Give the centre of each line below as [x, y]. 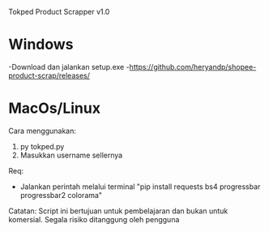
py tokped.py [42, 146]
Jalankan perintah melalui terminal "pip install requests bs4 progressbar [140, 187]
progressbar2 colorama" [61, 195]
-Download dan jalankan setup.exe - [69, 67]
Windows [41, 45]
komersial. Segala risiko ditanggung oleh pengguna [94, 219]
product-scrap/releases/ [49, 75]
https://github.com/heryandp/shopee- [193, 67]
